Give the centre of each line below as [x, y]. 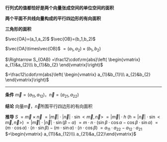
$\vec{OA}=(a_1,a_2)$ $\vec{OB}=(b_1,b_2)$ [50, 39]
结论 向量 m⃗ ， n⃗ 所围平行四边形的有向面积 [49, 106]
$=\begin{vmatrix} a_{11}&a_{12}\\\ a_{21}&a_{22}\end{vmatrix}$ [71, 134]
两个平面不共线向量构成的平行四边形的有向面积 [53, 18]
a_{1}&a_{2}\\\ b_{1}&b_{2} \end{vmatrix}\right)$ [54, 65]
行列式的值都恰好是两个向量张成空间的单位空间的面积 [60, 8]
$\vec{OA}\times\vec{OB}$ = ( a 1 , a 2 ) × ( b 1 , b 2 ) [53, 49]
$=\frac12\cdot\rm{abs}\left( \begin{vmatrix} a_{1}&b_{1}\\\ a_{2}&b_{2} [78, 74]
